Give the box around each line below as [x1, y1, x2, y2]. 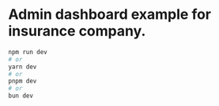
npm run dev [8, 48, 47, 56]
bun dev [8, 92, 34, 100]
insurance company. [8, 22, 146, 40]
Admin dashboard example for [8, 5, 212, 24]
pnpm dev [8, 77, 37, 86]
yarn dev [8, 63, 37, 71]
